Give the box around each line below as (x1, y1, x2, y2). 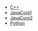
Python (9, 20, 25, 26)
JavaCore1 (9, 9, 32, 15)
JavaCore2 (9, 15, 33, 20)
